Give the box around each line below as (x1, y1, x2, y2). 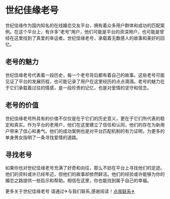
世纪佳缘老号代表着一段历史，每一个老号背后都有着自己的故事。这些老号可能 (5, 72, 165, 78)
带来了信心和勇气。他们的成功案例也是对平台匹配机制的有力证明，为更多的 (9, 128, 165, 134)
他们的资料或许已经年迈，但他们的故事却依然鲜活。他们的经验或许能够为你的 (5, 171, 165, 177)
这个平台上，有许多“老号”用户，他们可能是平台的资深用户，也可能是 (18, 28, 160, 34)
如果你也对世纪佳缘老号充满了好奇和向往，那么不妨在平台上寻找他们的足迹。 (5, 165, 165, 171)
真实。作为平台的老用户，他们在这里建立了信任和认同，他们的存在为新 (14, 122, 160, 128)
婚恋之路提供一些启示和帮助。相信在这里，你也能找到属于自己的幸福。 (5, 178, 152, 184)
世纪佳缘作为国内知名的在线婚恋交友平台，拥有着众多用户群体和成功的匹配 (5, 22, 160, 28)
